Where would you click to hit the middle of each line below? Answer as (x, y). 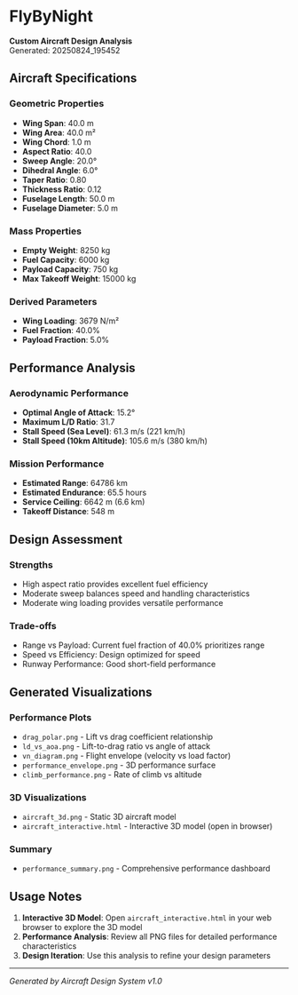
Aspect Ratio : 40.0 (57, 151)
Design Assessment (66, 539)
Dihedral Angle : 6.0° (60, 170)
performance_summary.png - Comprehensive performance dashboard (146, 869)
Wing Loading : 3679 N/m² (71, 321)
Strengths (31, 564)
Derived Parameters (53, 301)
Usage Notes (46, 896)
